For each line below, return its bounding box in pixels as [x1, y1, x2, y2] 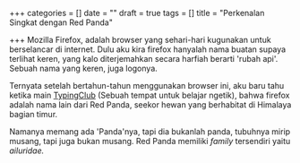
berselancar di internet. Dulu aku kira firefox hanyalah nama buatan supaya [9, 44, 287, 55]
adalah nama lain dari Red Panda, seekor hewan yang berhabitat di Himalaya [9, 99, 292, 110]
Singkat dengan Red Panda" [9, 17, 114, 28]
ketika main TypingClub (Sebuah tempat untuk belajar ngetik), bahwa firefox [9, 90, 290, 100]
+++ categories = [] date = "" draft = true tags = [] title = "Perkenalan [9, 8, 265, 18]
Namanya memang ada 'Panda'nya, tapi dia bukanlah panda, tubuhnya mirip [9, 126, 291, 137]
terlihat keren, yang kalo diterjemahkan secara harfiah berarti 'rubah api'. [9, 54, 279, 64]
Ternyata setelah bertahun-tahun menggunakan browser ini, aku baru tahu [9, 81, 285, 90]
